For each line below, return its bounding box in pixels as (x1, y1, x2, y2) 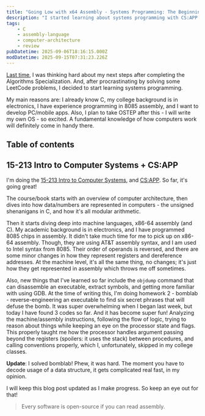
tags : (6, 20, 20, 26)
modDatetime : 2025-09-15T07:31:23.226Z (6, 54, 108, 60)
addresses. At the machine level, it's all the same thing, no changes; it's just (6, 258, 197, 265)
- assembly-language (17, 32, 70, 38)
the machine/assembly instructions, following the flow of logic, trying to (6, 315, 187, 323)
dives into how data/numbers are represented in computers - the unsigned (6, 201, 194, 208)
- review (17, 43, 40, 49)
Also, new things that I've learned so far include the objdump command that (6, 276, 194, 284)
